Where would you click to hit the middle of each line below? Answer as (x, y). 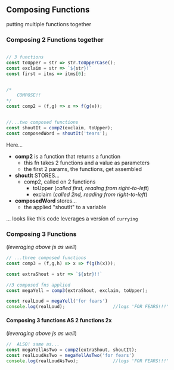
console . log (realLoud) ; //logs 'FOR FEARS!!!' (88, 307)
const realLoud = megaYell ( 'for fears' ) (57, 301)
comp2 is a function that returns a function (68, 156)
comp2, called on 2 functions (60, 182)
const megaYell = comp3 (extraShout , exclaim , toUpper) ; (77, 290)
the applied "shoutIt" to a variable (65, 207)
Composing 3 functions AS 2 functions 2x (59, 320)
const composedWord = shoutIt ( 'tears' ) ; (57, 133)
